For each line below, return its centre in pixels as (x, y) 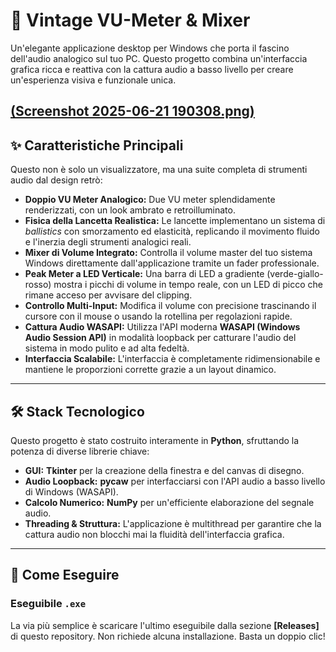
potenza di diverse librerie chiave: (80, 451)
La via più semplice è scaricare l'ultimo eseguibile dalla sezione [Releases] (165, 625)
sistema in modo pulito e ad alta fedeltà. (107, 348)
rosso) (38, 285)
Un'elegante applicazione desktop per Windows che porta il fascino (150, 48)
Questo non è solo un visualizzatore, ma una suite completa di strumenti (159, 170)
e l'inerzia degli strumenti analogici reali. (108, 242)
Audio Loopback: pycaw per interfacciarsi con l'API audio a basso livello (175, 481)
